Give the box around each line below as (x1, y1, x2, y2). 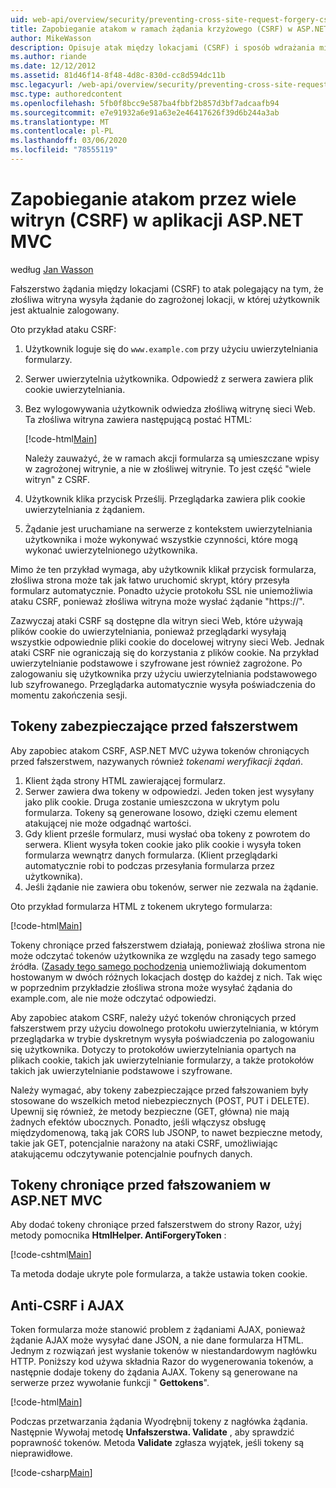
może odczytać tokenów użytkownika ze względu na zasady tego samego (10, 949, 317, 961)
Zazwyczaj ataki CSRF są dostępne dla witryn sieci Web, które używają (10, 614, 303, 626)
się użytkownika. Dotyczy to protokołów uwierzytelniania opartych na (10, 1043, 297, 1055)
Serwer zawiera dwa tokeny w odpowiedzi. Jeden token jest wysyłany (24, 785, 315, 797)
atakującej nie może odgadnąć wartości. (24, 817, 192, 829)
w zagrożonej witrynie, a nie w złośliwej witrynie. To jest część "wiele (24, 462, 312, 475)
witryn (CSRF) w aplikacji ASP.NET (10, 209, 304, 232)
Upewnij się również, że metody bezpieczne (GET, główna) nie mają (10, 1105, 290, 1117)
